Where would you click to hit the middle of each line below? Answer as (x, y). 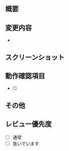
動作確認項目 (25, 76)
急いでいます (26, 143)
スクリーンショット (35, 57)
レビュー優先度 (28, 124)
